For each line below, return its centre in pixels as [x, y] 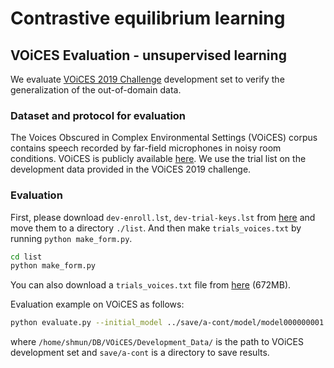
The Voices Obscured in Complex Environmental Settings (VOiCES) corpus [164, 138]
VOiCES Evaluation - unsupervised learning [148, 55]
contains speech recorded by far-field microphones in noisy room [146, 148]
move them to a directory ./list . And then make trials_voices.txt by [156, 228]
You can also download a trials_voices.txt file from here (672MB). [151, 285]
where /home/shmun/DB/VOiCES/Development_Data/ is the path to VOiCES [157, 342]
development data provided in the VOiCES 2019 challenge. [131, 169]
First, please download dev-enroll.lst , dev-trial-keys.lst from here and [163, 217]
